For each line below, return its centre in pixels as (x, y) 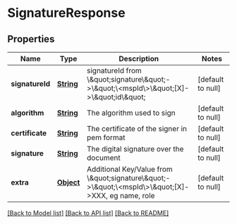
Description (139, 59)
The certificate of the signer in (137, 129)
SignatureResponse (66, 13)
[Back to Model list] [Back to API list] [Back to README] (88, 213)
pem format (106, 137)
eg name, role (132, 195)
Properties (31, 39)
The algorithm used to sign (131, 113)
